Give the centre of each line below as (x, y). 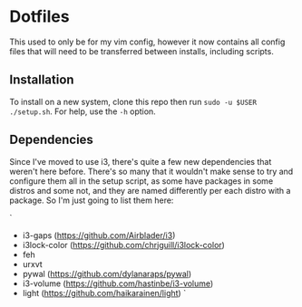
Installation (42, 80)
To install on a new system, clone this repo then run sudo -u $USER (133, 101)
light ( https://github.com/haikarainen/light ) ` (104, 293)
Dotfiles (39, 17)
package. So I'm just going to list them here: (92, 200)
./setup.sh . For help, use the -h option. (83, 111)
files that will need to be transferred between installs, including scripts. (141, 51)
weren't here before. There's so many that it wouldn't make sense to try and (151, 171)
